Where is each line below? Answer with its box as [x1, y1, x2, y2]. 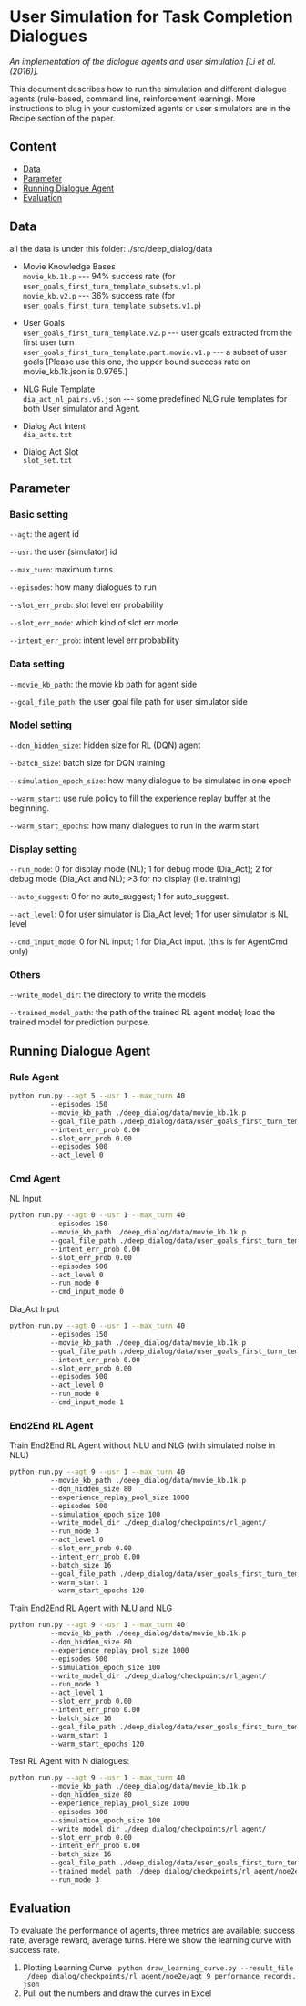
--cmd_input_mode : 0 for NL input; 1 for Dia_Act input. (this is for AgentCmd [9, 936, 289, 947]
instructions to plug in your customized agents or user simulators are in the [9, 102, 291, 113]
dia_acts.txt [22, 430, 73, 439]
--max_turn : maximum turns [9, 564, 114, 575]
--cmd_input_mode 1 [49, 1398, 125, 1407]
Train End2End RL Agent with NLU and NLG [9, 1602, 173, 1613]
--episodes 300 [49, 1807, 107, 1816]
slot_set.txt [22, 456, 73, 465]
